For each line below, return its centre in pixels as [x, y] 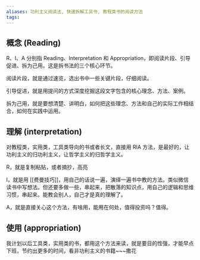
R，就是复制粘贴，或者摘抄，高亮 [47, 167]
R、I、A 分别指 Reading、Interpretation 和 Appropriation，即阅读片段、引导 [99, 58]
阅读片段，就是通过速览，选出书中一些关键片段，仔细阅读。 [79, 79]
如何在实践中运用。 [40, 111]
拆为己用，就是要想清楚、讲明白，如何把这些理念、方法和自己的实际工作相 [97, 104]
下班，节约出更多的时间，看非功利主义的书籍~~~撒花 [71, 250]
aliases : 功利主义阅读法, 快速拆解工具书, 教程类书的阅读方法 [74, 12]
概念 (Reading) [34, 43]
